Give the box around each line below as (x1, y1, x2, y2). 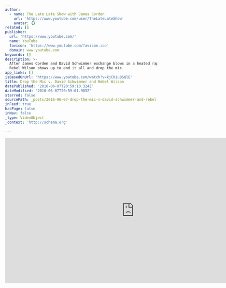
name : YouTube (9, 39, 38, 44)
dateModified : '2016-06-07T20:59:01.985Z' (5, 88, 92, 93)
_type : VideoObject (5, 115, 44, 120)
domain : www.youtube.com (9, 48, 59, 52)
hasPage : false (5, 106, 36, 112)
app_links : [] (5, 70, 34, 75)
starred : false (5, 93, 36, 97)
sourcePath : (5, 97, 29, 102)
